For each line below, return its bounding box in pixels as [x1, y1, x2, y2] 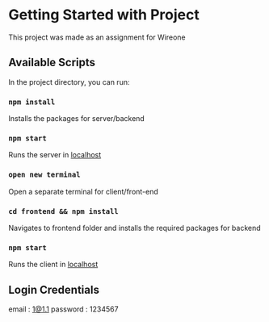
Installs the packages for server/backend [8, 114, 145, 123]
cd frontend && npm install [8, 207, 119, 215]
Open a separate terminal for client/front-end [8, 186, 159, 196]
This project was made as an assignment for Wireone [8, 32, 186, 42]
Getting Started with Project [8, 6, 200, 24]
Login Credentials [8, 282, 99, 296]
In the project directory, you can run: [8, 77, 130, 86]
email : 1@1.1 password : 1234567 [8, 304, 119, 314]
